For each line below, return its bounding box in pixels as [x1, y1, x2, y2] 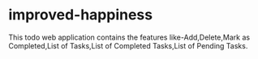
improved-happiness [8, 6, 153, 24]
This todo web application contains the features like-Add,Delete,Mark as [8, 32, 250, 42]
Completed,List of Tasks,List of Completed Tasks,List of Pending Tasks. [8, 40, 248, 50]
